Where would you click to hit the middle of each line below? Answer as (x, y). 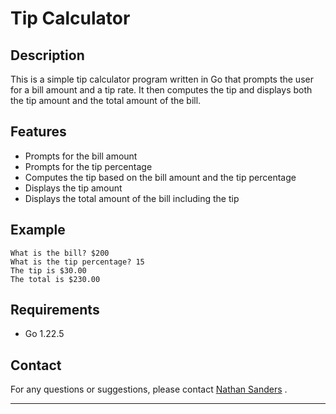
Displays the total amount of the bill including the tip (132, 198)
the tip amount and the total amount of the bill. (106, 100)
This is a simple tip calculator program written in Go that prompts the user (162, 79)
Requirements (55, 310)
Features (38, 132)
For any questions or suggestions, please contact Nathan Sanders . (149, 389)
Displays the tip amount (73, 188)
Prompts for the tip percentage (88, 166)
